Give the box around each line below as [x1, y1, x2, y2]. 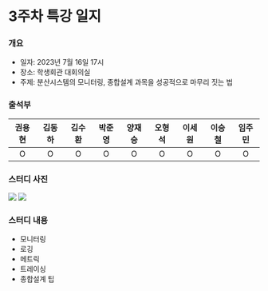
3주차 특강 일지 [8, 7, 101, 26]
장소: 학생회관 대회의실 [19, 67, 91, 77]
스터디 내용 [8, 215, 49, 225]
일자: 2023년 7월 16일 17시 [19, 58, 104, 67]
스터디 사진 [8, 173, 49, 185]
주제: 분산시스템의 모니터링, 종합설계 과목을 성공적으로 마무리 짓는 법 [19, 78, 233, 87]
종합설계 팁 [19, 274, 55, 284]
